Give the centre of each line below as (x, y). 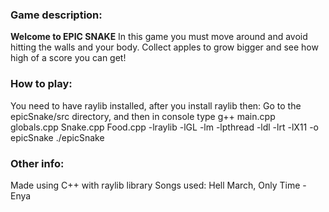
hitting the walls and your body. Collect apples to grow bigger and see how (164, 47)
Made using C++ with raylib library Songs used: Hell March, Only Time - (158, 185)
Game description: (56, 15)
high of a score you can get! (68, 58)
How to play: (41, 84)
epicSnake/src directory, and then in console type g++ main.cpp (143, 116)
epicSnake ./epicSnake (57, 137)
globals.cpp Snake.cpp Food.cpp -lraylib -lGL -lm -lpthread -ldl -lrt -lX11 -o (165, 127)
